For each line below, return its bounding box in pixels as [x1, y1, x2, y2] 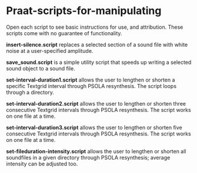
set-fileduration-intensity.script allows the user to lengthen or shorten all [6, 148, 186, 155]
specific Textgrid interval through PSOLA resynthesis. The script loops [6, 82, 177, 89]
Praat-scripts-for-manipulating [6, 4, 162, 18]
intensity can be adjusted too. [6, 160, 78, 167]
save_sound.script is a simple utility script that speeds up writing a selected [6, 59, 192, 66]
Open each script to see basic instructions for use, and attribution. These [6, 23, 183, 30]
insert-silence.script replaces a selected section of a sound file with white [6, 41, 188, 48]
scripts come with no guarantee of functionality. [6, 29, 122, 36]
